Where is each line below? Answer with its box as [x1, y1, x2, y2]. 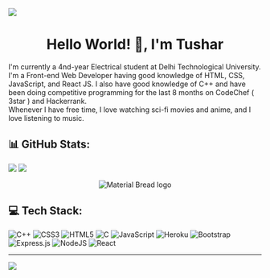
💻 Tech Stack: [8, 204, 83, 218]
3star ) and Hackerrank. [8, 96, 87, 106]
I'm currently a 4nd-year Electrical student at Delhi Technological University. [8, 61, 261, 72]
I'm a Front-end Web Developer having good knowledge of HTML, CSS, [8, 70, 245, 80]
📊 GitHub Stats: [8, 138, 91, 151]
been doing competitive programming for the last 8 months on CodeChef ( [8, 87, 255, 97]
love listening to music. [8, 113, 84, 122]
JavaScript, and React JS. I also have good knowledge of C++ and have [8, 79, 247, 89]
